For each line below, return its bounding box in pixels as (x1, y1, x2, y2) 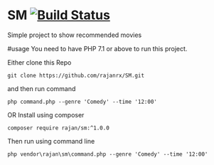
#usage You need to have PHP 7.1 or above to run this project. (7, 44, 188, 53)
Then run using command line (7, 137, 95, 145)
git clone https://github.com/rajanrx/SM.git (7, 72, 144, 79)
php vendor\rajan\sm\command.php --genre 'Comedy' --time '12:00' (7, 150, 208, 158)
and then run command (7, 84, 76, 92)
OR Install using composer (7, 110, 85, 119)
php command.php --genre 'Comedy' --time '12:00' (7, 98, 158, 105)
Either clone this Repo (7, 58, 72, 67)
